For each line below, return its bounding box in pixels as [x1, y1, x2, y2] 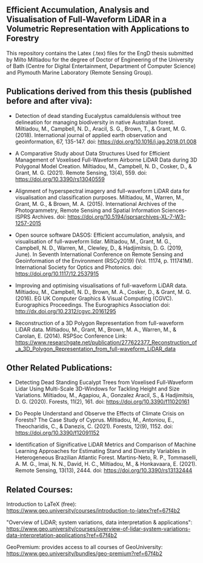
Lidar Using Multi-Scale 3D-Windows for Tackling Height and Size [15, 385, 180, 392]
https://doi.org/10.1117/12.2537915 [15, 270, 99, 277]
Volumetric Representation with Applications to [6, 24, 190, 34]
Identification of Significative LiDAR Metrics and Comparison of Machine [15, 441, 196, 448]
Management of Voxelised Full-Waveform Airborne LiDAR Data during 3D [15, 156, 198, 163]
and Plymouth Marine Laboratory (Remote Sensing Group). [6, 69, 153, 76]
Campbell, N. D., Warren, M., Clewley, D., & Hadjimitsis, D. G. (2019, [15, 244, 183, 251]
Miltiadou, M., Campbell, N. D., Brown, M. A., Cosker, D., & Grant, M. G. [15, 288, 191, 295]
